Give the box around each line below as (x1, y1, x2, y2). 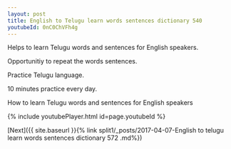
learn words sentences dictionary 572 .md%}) (7, 133, 143, 143)
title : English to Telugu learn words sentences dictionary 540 (7, 17, 202, 24)
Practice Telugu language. (7, 71, 84, 79)
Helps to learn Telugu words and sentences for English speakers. (7, 43, 199, 52)
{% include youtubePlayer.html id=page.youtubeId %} (7, 112, 166, 121)
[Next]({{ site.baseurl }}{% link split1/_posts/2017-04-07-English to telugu (7, 126, 225, 135)
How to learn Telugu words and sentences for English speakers (7, 98, 194, 107)
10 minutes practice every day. (7, 85, 98, 93)
